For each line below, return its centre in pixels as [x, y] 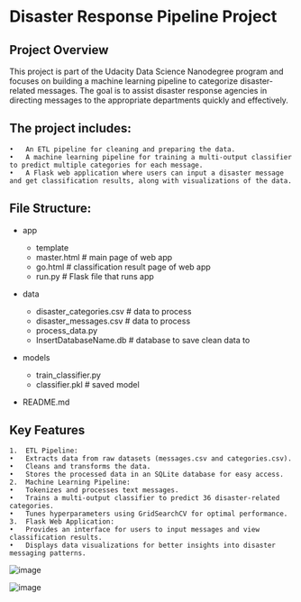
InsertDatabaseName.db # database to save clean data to [143, 340]
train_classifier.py [68, 375]
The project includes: [71, 128]
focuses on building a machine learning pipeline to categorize [124, 81]
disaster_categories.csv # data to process [114, 311]
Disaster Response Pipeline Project [143, 17]
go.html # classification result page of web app [123, 267]
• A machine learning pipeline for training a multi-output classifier [151, 157]
